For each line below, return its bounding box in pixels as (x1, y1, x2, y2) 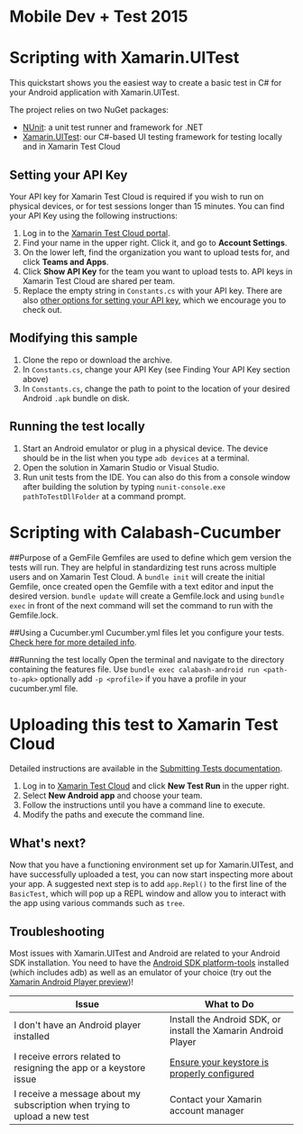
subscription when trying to (14, 1099, 131, 1111)
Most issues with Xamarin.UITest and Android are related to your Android (9, 948, 280, 959)
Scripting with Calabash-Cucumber (9, 522, 281, 543)
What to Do (204, 998, 254, 1011)
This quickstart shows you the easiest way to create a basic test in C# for (9, 78, 282, 88)
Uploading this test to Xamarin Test (9, 714, 279, 735)
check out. (22, 304, 63, 315)
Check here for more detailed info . (9, 636, 137, 647)
